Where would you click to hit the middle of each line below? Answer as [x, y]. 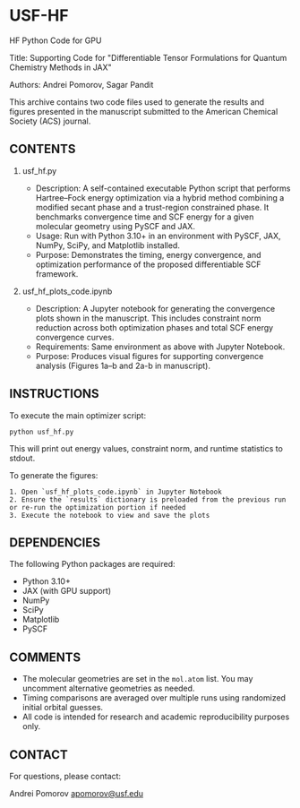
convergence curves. [75, 337]
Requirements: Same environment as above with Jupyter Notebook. [160, 347]
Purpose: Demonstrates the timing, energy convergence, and [148, 254]
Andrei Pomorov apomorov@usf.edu [77, 793]
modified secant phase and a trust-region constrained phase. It [152, 207]
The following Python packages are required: [93, 564]
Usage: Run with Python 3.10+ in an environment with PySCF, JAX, [158, 236]
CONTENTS [43, 149]
